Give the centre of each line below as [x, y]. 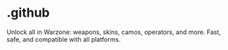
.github [28, 13]
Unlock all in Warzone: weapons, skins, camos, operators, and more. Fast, [114, 32]
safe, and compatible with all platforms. [64, 39]
